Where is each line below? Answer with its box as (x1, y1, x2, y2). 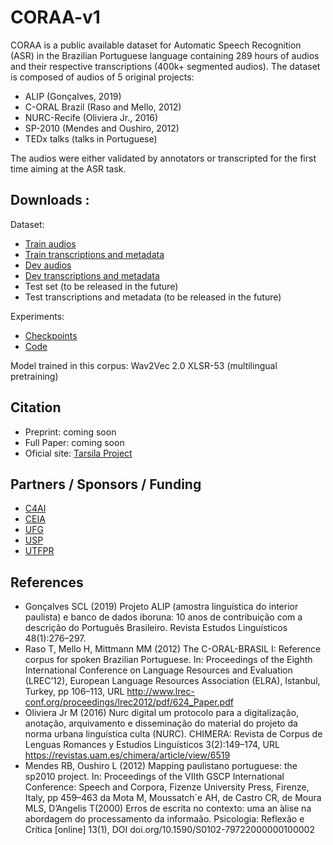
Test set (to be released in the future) (24, 280, 179, 292)
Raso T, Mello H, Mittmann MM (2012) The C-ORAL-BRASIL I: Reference (24, 643, 322, 655)
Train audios (24, 237, 77, 250)
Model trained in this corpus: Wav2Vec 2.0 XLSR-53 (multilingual (10, 359, 278, 371)
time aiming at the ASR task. (10, 162, 127, 175)
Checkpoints (24, 329, 78, 341)
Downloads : (10, 192, 90, 209)
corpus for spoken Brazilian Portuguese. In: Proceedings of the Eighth (24, 654, 313, 666)
